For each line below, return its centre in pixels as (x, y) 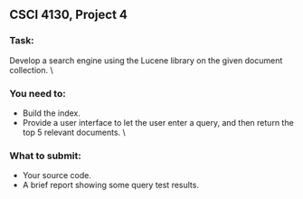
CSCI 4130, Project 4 (69, 15)
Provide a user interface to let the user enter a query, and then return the (158, 122)
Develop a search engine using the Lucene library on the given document (146, 60)
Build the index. (52, 113)
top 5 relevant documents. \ (74, 132)
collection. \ (31, 70)
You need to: (38, 93)
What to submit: (45, 156)
